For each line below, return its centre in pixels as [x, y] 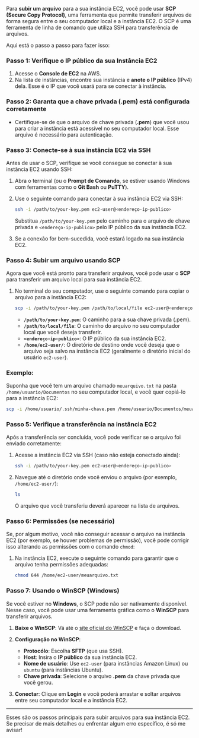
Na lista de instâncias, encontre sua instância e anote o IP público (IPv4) [103, 80]
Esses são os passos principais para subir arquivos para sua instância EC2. [98, 717]
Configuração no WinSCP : [48, 639]
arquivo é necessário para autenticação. [64, 134]
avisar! [14, 730]
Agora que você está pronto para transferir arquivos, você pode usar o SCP [98, 273]
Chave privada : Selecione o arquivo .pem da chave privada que [102, 676]
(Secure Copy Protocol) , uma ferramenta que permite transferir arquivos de [99, 15]
